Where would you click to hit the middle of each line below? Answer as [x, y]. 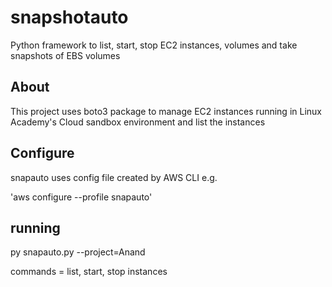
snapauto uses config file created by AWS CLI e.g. [114, 177]
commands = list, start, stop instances [89, 272]
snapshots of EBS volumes [65, 55]
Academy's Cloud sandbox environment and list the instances [138, 122]
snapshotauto [69, 17]
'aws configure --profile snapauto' [81, 197]
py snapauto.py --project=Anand [78, 252]
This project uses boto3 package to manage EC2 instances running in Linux [166, 111]
